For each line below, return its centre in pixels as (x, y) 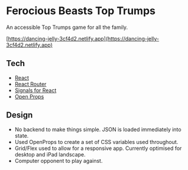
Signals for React (35, 90)
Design (20, 115)
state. (22, 135)
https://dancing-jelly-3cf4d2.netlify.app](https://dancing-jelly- (84, 38)
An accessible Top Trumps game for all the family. (67, 27)
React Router (30, 84)
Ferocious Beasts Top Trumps (81, 11)
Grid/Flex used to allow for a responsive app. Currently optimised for (98, 148)
